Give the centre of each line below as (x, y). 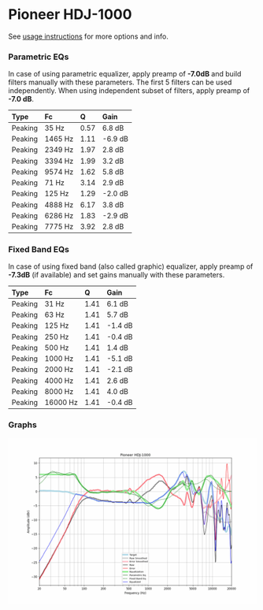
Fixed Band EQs (39, 249)
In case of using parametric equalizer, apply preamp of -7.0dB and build (125, 74)
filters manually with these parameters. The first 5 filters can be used (120, 82)
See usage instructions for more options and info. (89, 36)
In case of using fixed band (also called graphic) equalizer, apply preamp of (131, 266)
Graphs (22, 425)
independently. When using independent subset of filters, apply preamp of (129, 91)
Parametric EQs (39, 57)
